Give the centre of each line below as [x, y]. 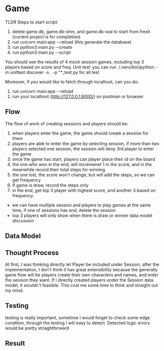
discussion [23, 220]
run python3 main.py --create [42, 47]
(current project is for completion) [46, 37]
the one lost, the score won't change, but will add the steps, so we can [83, 175]
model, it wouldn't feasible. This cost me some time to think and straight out [82, 285]
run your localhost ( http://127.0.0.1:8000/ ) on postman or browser [78, 96]
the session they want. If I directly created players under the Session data [79, 280]
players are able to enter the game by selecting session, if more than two [86, 143]
